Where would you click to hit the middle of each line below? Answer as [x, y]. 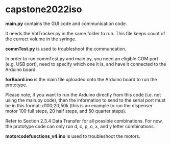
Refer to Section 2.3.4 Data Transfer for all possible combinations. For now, [84, 121]
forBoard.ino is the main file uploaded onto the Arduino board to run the [81, 79]
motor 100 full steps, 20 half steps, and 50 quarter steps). [66, 111]
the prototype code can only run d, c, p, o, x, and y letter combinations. [80, 126]
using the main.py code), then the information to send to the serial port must [86, 100]
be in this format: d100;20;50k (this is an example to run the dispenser [79, 105]
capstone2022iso [44, 9]
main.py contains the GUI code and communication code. [66, 23]
